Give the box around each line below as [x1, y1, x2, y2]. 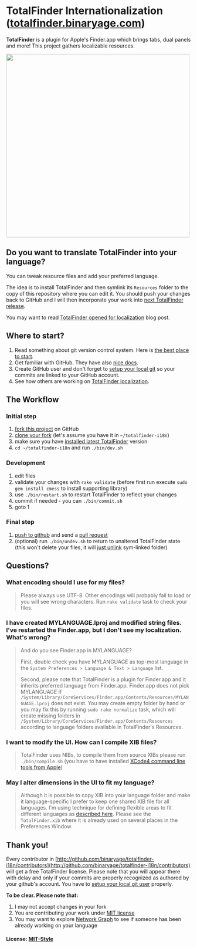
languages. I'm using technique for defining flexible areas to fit [20, 804, 172, 811]
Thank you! [6, 840, 49, 850]
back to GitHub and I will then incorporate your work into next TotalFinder [6, 296, 184, 303]
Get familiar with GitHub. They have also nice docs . [14, 359, 139, 366]
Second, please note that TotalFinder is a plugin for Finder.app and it [20, 676, 186, 683]
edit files [14, 472, 36, 479]
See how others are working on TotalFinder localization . [14, 377, 150, 385]
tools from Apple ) [20, 764, 63, 771]
